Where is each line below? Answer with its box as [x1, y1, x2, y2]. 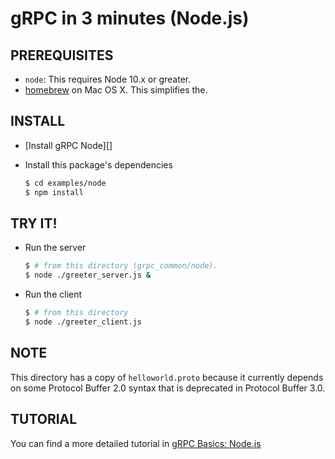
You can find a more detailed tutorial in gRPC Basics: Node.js [10, 437, 262, 449]
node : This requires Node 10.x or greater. [24, 73, 192, 85]
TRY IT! [10, 215, 58, 232]
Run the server [24, 242, 87, 254]
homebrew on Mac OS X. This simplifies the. [24, 84, 208, 96]
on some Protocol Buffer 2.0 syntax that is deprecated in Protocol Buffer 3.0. [10, 382, 326, 394]
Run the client [24, 288, 83, 301]
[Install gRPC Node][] [24, 139, 113, 151]
